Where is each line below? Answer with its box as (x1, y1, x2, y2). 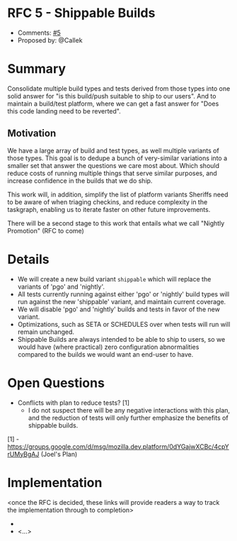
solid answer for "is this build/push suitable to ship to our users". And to (7, 91, 216, 100)
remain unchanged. (17, 328, 75, 336)
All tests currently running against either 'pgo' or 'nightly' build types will (17, 289, 230, 299)
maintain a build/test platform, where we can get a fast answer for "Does (7, 99, 219, 108)
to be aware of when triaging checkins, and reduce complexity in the (7, 197, 208, 206)
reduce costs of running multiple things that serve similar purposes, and (7, 169, 217, 177)
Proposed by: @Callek (17, 35, 83, 44)
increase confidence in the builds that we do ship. (7, 176, 153, 185)
